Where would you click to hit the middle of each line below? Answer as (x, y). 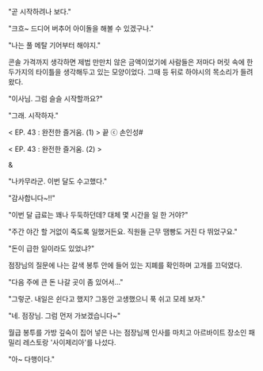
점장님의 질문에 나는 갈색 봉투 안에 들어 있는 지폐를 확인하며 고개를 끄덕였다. (126, 265)
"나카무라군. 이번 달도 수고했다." (58, 181)
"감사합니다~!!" (32, 198)
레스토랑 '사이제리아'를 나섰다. (69, 342)
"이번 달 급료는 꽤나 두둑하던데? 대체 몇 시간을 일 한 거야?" (98, 215)
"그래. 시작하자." (34, 115)
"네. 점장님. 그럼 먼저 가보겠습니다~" (65, 316)
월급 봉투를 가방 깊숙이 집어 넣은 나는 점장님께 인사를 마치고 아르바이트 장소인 (128, 332)
